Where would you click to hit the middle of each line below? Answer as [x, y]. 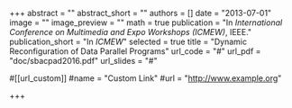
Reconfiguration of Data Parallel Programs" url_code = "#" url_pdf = [135, 51]
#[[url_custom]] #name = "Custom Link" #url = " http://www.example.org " [146, 78]
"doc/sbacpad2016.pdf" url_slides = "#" [83, 61]
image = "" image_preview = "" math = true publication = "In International [146, 22]
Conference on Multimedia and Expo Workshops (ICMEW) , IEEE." [131, 32]
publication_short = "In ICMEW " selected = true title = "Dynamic [128, 41]
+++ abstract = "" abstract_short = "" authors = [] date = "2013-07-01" [141, 13]
